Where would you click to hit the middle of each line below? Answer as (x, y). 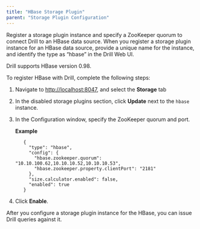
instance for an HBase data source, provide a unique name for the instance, (100, 48)
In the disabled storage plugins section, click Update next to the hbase (102, 101)
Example (26, 131)
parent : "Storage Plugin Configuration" (58, 18)
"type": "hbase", (50, 147)
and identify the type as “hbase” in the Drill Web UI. (70, 54)
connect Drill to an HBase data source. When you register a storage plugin (99, 41)
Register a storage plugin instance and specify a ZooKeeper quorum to (94, 35)
